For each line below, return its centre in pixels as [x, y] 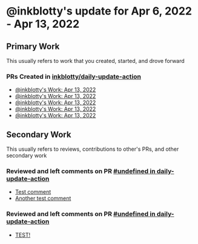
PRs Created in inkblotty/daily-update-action [74, 76]
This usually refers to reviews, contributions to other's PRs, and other [93, 149]
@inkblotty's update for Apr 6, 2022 [99, 11]
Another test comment [43, 199]
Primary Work [33, 46]
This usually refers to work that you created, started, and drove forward [95, 61]
